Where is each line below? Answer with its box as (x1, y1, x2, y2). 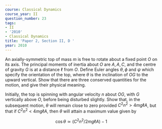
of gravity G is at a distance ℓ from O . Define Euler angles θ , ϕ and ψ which (5, 66, 154, 72)
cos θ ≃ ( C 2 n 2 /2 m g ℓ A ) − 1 (55, 117, 107, 124)
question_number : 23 (5, 16, 47, 21)
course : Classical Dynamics (5, 7, 62, 12)
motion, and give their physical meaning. (5, 82, 86, 87)
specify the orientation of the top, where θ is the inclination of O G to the (5, 72, 148, 77)
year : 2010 (5, 43, 27, 48)
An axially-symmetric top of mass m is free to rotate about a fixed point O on (5, 56, 158, 62)
